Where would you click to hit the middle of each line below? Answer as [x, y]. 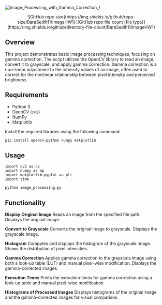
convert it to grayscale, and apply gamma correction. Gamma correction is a [81, 64]
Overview [20, 42]
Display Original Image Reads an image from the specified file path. [73, 214]
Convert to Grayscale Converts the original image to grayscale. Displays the [81, 229]
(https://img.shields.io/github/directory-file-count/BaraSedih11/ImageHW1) [81, 27]
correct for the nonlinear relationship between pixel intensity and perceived [80, 75]
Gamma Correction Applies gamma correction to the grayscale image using [81, 258]
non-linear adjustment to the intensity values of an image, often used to [76, 69]
